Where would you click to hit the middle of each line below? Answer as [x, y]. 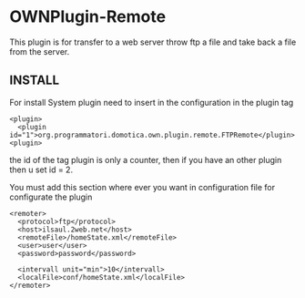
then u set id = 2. [41, 170]
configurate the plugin [51, 197]
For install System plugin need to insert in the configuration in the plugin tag [152, 102]
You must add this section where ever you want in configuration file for [142, 187]
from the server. [40, 51]
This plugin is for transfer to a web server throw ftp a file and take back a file [153, 42]
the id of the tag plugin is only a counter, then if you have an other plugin [146, 159]
